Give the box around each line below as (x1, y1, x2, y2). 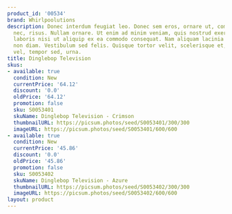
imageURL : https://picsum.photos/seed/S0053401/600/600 (13, 126, 177, 133)
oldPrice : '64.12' (13, 94, 67, 101)
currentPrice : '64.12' (13, 81, 79, 88)
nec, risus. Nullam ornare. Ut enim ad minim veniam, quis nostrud (13, 29, 212, 37)
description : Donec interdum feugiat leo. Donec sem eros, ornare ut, (7, 23, 215, 30)
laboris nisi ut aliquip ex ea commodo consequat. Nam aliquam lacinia (13, 36, 224, 43)
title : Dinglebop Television (7, 55, 91, 62)
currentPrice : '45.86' (13, 145, 79, 152)
